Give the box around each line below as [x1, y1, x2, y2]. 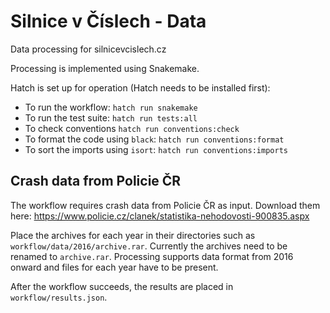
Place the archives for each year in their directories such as [10, 229, 256, 241]
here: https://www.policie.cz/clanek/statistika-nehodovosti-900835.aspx [10, 210, 310, 222]
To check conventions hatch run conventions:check [24, 122, 240, 134]
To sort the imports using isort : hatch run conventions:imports [24, 143, 288, 155]
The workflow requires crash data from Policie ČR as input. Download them [10, 199, 321, 211]
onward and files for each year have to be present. [10, 261, 219, 273]
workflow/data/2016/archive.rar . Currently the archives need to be [10, 240, 288, 252]
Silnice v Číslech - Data [10, 10, 207, 33]
